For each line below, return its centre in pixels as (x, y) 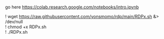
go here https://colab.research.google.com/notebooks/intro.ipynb (72, 7)
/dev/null (14, 22)
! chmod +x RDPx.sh (26, 27)
